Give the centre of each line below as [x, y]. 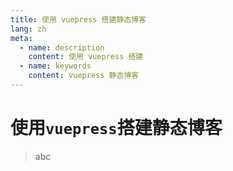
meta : [21, 38]
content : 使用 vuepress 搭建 [86, 57]
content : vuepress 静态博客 [84, 76]
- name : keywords [55, 66]
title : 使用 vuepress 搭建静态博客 [78, 19]
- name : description [62, 47]
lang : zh [28, 29]
